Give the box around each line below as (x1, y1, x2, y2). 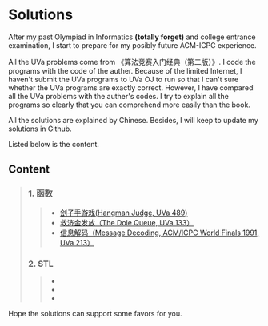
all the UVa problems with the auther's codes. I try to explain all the (8, 91, 230, 101)
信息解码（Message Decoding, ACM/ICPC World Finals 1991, (59, 228, 260, 237)
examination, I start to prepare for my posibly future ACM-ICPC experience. (8, 40, 258, 50)
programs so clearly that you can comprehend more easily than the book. (8, 100, 250, 109)
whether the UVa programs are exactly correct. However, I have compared (8, 82, 254, 93)
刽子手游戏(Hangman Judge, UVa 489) (59, 208, 188, 217)
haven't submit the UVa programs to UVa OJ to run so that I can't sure (8, 74, 239, 84)
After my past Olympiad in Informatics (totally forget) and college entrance (8, 32, 256, 42)
